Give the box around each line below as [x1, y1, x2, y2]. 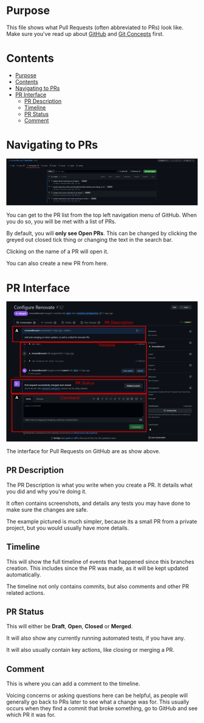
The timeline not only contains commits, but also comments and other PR [6, 583, 189, 590]
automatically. [6, 571, 41, 578]
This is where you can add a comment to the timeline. [6, 680, 141, 687]
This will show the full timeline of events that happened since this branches [6, 558, 194, 565]
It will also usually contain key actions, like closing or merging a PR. [6, 646, 175, 654]
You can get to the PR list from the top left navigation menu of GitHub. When [6, 211, 197, 219]
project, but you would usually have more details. [6, 524, 129, 532]
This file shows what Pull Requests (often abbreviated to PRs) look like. [6, 24, 184, 31]
